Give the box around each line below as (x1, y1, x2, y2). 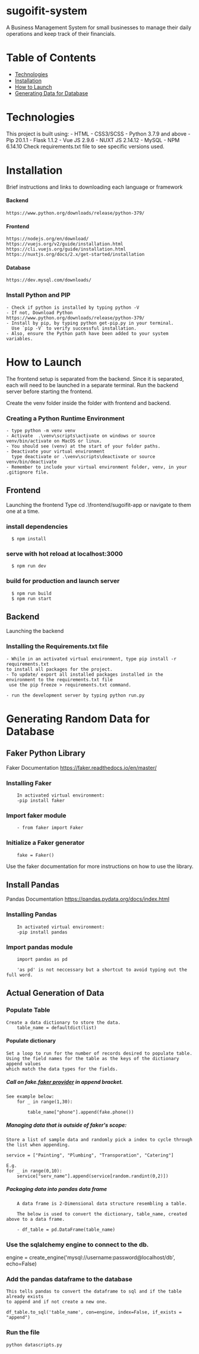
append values (6, 1061, 42, 1067)
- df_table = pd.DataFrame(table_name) (17, 1227, 116, 1233)
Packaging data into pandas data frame (6, 1186, 108, 1193)
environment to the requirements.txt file (6, 676, 113, 682)
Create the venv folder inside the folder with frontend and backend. (6, 399, 171, 406)
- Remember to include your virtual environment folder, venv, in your (6, 464, 187, 470)
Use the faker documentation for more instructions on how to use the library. (6, 863, 194, 870)
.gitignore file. (6, 469, 49, 475)
